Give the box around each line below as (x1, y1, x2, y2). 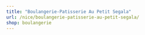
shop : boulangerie (6, 20, 52, 26)
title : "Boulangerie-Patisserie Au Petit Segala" (6, 8, 132, 15)
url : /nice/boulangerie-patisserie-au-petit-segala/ (6, 14, 140, 20)
